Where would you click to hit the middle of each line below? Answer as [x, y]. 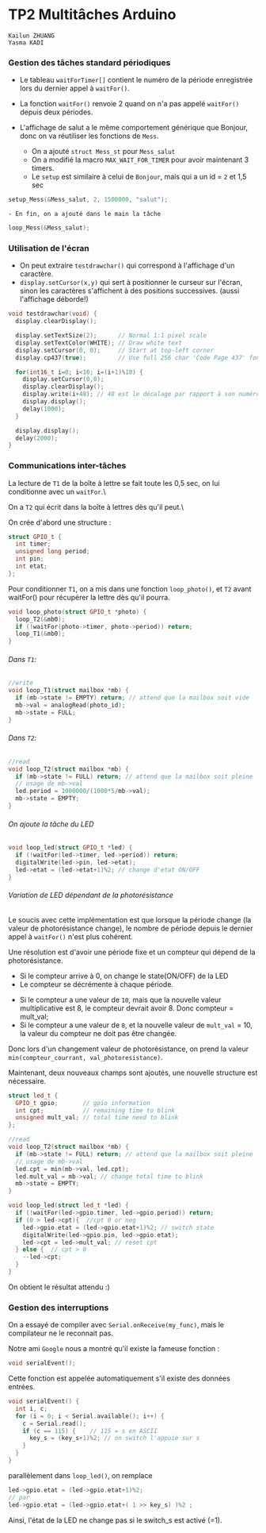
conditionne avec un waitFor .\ [57, 491]
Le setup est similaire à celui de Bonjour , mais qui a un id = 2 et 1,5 [139, 177]
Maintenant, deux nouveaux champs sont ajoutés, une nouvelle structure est [133, 1073]
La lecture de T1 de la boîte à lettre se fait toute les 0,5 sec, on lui [114, 483]
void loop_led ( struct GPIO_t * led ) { [70, 848]
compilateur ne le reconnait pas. [61, 1333]
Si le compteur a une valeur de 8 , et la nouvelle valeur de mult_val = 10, [136, 1025]
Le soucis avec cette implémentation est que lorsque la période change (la [130, 919]
